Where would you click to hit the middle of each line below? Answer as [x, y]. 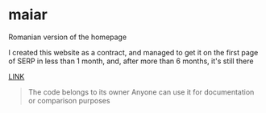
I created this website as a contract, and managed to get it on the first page [133, 52]
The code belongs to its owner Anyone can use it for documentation [141, 92]
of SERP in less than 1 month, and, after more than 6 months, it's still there [131, 61]
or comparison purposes [69, 100]
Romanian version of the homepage [68, 37]
